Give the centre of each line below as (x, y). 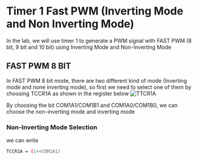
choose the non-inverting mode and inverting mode (71, 111)
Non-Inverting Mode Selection (52, 127)
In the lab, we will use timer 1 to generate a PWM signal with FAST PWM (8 (99, 40)
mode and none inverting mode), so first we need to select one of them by (99, 87)
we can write (22, 141)
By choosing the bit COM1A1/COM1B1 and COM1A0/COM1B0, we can (92, 105)
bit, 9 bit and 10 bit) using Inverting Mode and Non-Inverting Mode (89, 47)
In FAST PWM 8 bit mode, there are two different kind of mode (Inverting (97, 80)
